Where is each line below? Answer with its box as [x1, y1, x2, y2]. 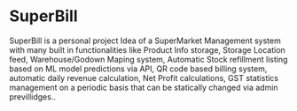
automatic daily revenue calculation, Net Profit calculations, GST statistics [9, 72, 279, 83]
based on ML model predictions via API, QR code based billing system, [9, 63, 268, 74]
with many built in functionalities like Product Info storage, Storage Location [9, 44, 285, 55]
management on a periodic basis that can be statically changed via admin [9, 82, 278, 92]
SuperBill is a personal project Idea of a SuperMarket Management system [9, 35, 281, 46]
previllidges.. [9, 91, 56, 102]
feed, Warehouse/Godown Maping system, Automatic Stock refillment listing [9, 54, 288, 64]
